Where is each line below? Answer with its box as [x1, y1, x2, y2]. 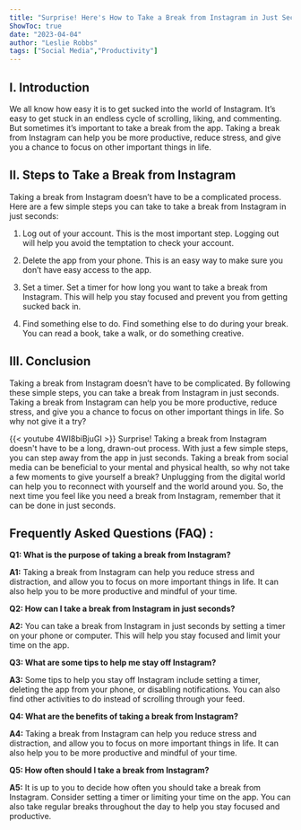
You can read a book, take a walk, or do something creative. [21, 328, 245, 338]
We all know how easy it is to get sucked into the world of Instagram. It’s [9, 103, 276, 114]
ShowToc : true [9, 22, 63, 31]
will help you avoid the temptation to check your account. [21, 237, 235, 248]
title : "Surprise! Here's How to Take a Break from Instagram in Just [9, 13, 279, 22]
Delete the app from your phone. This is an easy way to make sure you [21, 255, 284, 266]
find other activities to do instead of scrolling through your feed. [9, 694, 245, 704]
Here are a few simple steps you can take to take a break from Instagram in [9, 201, 287, 212]
